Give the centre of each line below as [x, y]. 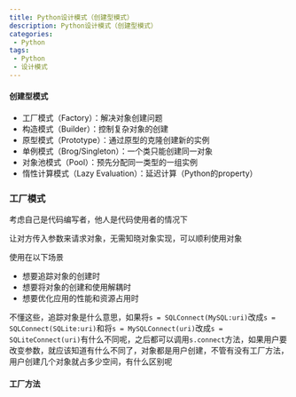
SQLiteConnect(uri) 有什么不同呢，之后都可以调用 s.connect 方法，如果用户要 [148, 339]
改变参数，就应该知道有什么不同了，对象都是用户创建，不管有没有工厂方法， [149, 351]
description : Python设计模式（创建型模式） [83, 26]
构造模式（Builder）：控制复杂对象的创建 [95, 129]
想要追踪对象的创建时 [61, 276]
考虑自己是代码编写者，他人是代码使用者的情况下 [98, 219]
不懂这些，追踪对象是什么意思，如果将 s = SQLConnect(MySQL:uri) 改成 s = [143, 317]
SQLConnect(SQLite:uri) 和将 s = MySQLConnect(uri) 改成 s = [116, 329]
